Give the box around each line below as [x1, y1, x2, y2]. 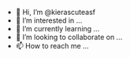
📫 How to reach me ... [15, 42, 89, 50]
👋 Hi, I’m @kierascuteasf [15, 8, 96, 16]
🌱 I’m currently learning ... [15, 24, 100, 33]
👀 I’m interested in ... [15, 16, 83, 25]
